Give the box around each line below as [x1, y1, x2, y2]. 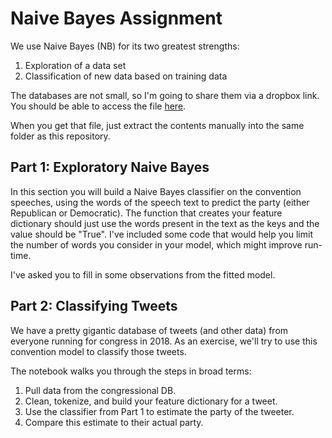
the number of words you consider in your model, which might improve [10, 238, 303, 251]
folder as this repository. [10, 130, 111, 142]
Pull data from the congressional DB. [24, 384, 177, 396]
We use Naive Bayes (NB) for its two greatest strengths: [10, 40, 240, 52]
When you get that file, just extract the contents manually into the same [10, 119, 305, 131]
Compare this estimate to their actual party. [24, 416, 204, 428]
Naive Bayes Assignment [10, 7, 223, 30]
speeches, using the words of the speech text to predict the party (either [10, 196, 310, 208]
